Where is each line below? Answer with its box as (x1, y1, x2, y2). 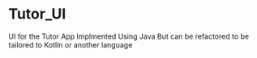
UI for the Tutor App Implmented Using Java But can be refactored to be (8, 31, 250, 41)
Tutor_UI (8, 5, 66, 23)
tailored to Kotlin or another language (8, 39, 133, 49)
